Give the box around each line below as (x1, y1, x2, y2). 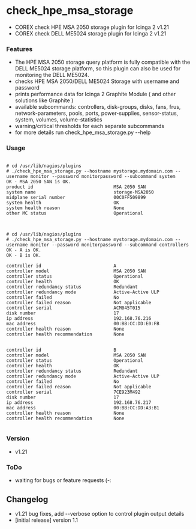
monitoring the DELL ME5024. (14, 72, 89, 79)
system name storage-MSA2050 (6, 189, 154, 195)
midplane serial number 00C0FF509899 (6, 194, 146, 200)
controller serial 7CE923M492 (6, 389, 141, 395)
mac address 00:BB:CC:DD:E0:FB (6, 320, 160, 326)
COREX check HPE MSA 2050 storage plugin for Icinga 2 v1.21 (14, 23, 170, 31)
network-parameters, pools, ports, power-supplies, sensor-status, (14, 109, 179, 117)
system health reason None (6, 205, 125, 211)
